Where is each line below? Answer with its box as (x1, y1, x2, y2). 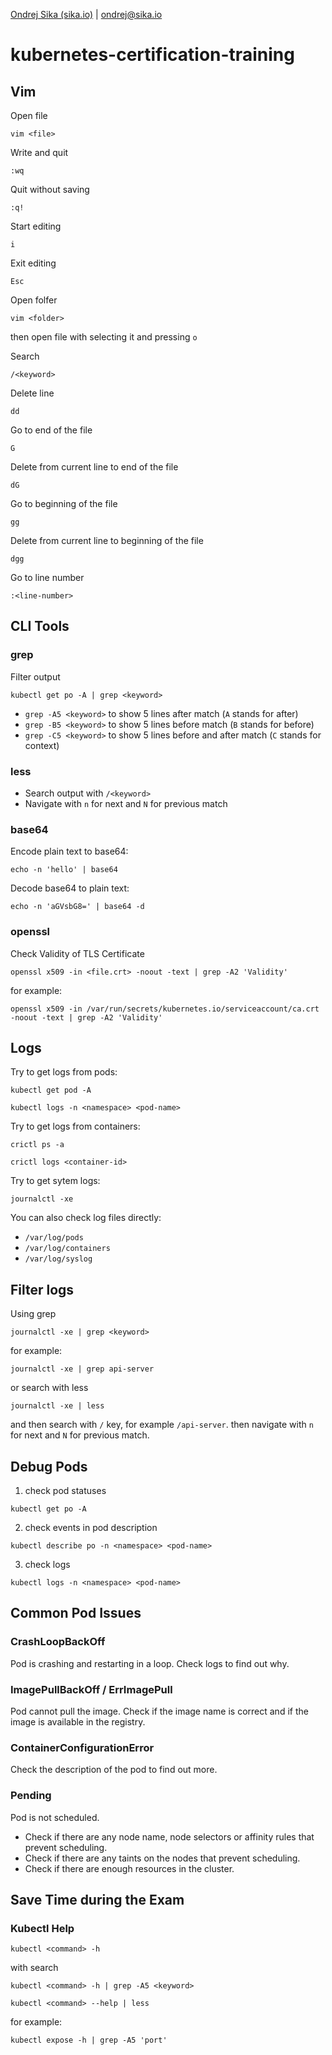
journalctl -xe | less (10, 1401, 105, 1411)
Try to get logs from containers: (10, 1120, 141, 1133)
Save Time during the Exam (10, 1891, 185, 1908)
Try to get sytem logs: (10, 1175, 101, 1187)
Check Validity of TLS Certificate (10, 947, 145, 959)
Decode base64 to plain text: (10, 882, 130, 894)
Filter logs (10, 1281, 75, 1298)
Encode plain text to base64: (10, 845, 129, 858)
